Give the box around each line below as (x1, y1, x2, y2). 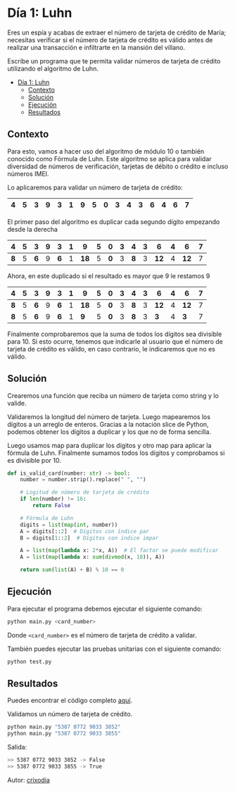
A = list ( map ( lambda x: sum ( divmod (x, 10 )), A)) (20, 554, 165, 561)
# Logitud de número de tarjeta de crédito (20, 489, 150, 496)
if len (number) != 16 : (20, 495, 87, 503)
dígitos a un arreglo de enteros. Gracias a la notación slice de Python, (7, 420, 209, 428)
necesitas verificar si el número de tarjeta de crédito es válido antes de (7, 35, 213, 44)
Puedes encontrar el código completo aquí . (7, 696, 132, 705)
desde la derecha (7, 225, 58, 233)
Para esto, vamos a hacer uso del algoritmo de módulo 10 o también (7, 147, 205, 156)
